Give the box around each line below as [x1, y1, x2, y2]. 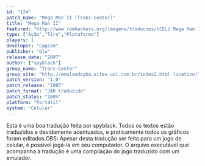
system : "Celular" [6, 105, 53, 111]
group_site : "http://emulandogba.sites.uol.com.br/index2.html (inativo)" [6, 71, 201, 77]
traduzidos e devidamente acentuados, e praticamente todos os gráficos [6, 128, 189, 136]
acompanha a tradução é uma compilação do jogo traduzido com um [6, 147, 180, 155]
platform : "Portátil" [6, 99, 62, 105]
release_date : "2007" [6, 54, 62, 60]
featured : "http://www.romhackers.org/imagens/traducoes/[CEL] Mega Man [6, 26, 195, 32]
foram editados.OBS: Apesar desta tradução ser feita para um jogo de [6, 134, 182, 142]
